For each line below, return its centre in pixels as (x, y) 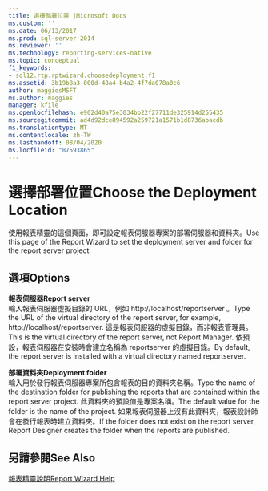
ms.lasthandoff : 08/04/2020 (55, 142)
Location (38, 210)
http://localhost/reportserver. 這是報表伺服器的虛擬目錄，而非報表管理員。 (131, 327)
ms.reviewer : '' (35, 46)
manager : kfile (34, 105)
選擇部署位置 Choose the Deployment (133, 192)
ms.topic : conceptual (44, 61)
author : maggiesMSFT (43, 90)
